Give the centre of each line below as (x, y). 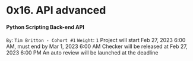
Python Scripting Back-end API (45, 27)
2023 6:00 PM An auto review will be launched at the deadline (82, 53)
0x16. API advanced (56, 10)
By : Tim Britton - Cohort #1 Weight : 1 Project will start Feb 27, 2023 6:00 (96, 40)
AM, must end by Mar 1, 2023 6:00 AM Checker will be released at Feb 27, (97, 46)
